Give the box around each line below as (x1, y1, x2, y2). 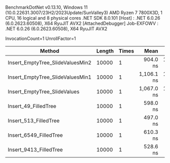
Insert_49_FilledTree (8, 103, 57, 110)
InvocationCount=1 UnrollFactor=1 (5, 35, 76, 41)
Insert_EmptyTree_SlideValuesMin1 (8, 74, 92, 80)
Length (96, 47, 114, 55)
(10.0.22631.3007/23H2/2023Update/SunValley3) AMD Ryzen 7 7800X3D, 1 (5, 10, 163, 16)
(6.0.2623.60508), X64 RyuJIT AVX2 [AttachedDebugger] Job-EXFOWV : (5, 20, 158, 26)
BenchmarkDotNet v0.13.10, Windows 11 (5, 5, 88, 10)
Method (40, 47, 60, 55)
